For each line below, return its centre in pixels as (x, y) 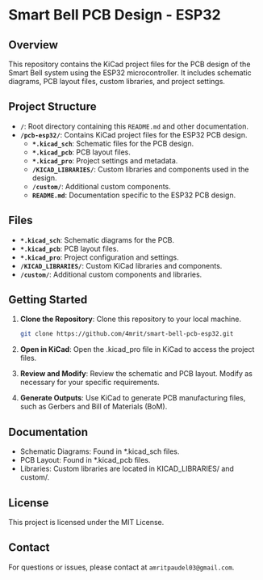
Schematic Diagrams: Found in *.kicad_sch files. (100, 451)
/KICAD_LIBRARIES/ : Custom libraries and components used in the (140, 169)
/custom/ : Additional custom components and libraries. (111, 274)
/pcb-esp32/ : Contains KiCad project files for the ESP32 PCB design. (134, 134)
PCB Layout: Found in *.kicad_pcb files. (85, 460)
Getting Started (48, 300)
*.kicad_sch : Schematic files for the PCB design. (113, 143)
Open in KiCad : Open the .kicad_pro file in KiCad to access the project (137, 349)
